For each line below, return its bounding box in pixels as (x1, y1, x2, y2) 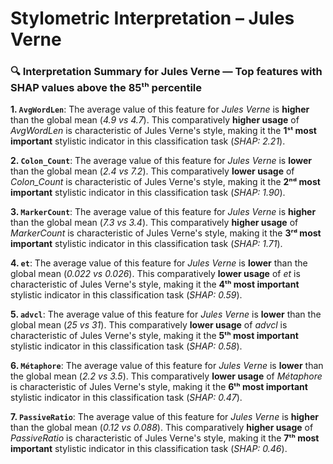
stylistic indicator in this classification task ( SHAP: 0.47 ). (10, 392, 243, 404)
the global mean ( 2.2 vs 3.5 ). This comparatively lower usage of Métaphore (10, 370, 323, 382)
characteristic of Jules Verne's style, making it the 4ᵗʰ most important (10, 278, 300, 291)
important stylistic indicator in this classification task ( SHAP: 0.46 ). (10, 443, 288, 455)
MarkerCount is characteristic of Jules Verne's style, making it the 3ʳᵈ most (10, 227, 322, 239)
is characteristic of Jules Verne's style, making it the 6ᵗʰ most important (10, 381, 308, 393)
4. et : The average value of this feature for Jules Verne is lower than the (10, 257, 308, 269)
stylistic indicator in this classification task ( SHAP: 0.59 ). (10, 289, 243, 301)
